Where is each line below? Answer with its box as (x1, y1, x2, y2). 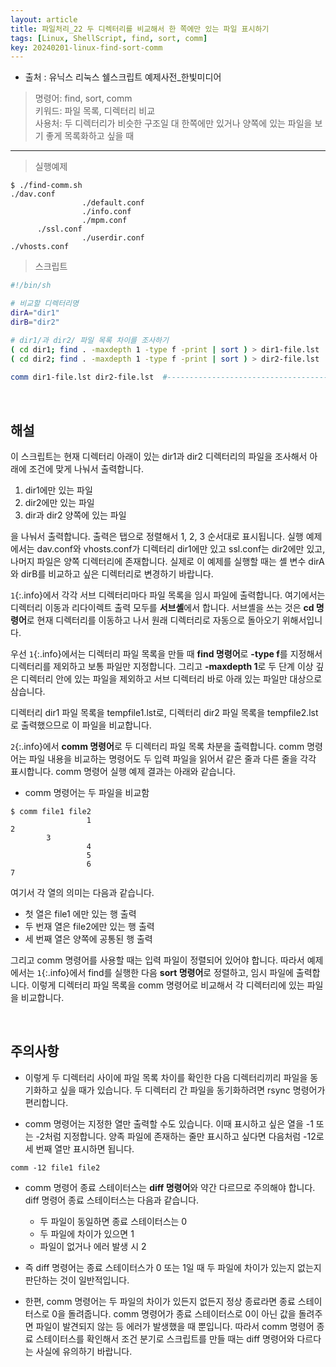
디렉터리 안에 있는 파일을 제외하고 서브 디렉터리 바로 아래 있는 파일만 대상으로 (20, 672, 323, 685)
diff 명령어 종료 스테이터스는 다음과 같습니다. (24, 1194, 200, 1206)
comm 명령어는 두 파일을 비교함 (24, 786, 150, 798)
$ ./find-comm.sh (10, 181, 83, 191)
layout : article (10, 14, 78, 25)
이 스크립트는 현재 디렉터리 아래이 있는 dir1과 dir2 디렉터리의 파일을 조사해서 (10, 450, 308, 462)
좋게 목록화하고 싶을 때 (45, 130, 135, 142)
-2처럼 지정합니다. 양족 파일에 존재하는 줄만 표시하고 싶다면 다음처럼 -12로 (35, 1130, 325, 1142)
